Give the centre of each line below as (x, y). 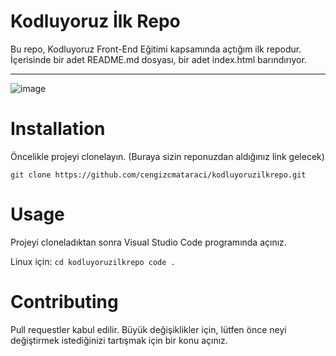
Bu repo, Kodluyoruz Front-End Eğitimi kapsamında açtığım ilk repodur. (156, 49)
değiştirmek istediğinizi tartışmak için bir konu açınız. (119, 340)
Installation (58, 129)
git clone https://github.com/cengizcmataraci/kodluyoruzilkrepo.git (158, 175)
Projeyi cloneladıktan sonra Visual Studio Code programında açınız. (148, 242)
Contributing (64, 302)
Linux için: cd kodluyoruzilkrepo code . (93, 261)
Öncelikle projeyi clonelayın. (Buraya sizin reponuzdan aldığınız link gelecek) (167, 156)
